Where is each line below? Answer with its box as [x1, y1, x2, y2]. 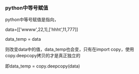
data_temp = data [5, 36, 41, 42]
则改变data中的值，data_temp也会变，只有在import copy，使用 [5, 46, 134, 53]
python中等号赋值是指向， [5, 16, 59, 23]
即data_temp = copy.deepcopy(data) [5, 63, 80, 69]
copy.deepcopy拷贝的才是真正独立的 [5, 53, 81, 59]
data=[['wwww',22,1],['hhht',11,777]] [5, 26, 78, 33]
